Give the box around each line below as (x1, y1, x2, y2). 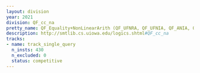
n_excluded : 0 (11, 52, 46, 58)
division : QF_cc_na (6, 19, 55, 25)
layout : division (6, 8, 49, 15)
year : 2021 (6, 14, 33, 20)
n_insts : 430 (11, 47, 44, 53)
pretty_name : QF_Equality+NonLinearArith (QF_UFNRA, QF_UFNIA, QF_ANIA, (6, 25, 190, 31)
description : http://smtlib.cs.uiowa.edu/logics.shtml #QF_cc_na (6, 31, 169, 36)
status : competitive (11, 58, 62, 64)
